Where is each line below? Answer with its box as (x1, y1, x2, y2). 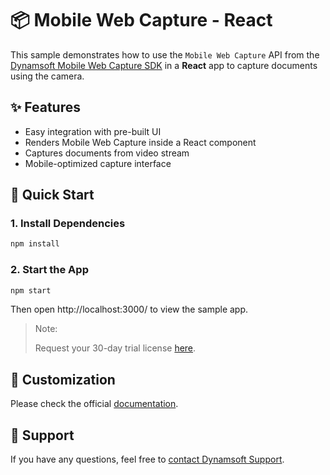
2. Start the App (10, 263, 89, 277)
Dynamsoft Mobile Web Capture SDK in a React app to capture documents (10, 59, 318, 71)
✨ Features (10, 99, 81, 116)
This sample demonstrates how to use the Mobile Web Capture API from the (10, 48, 320, 61)
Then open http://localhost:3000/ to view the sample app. (10, 303, 249, 316)
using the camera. (10, 70, 85, 82)
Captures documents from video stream (24, 147, 190, 159)
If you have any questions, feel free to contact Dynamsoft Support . (10, 453, 285, 466)
